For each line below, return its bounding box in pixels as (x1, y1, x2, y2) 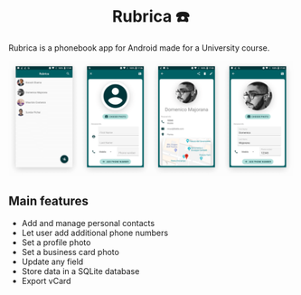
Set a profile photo (21, 236, 91, 248)
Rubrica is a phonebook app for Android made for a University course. (8, 42, 270, 53)
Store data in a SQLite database (21, 265, 140, 276)
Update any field (21, 256, 84, 267)
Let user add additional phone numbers (21, 227, 169, 238)
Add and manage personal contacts (21, 217, 155, 228)
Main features (8, 194, 89, 209)
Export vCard (21, 275, 71, 286)
